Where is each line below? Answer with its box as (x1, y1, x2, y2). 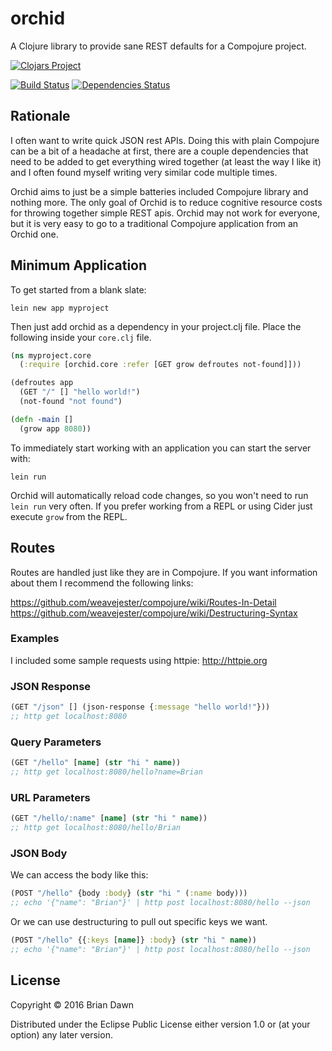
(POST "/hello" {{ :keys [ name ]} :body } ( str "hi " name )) (10, 935, 257, 945)
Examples (10, 632, 60, 646)
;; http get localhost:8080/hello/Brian (10, 823, 182, 833)
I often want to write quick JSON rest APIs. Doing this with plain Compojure (10, 134, 320, 146)
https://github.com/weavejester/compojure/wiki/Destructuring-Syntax (10, 607, 298, 619)
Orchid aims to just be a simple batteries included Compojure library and (10, 185, 309, 197)
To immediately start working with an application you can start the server (10, 442, 312, 454)
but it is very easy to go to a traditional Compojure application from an (10, 217, 299, 229)
